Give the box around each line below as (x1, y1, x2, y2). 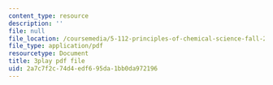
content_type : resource (8, 11, 89, 20)
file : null (8, 27, 45, 35)
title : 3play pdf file (8, 57, 85, 66)
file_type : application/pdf (8, 42, 104, 50)
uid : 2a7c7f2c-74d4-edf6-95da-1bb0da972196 (8, 65, 158, 73)
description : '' (8, 19, 63, 28)
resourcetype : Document (8, 49, 89, 57)
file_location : (8, 34, 60, 43)
